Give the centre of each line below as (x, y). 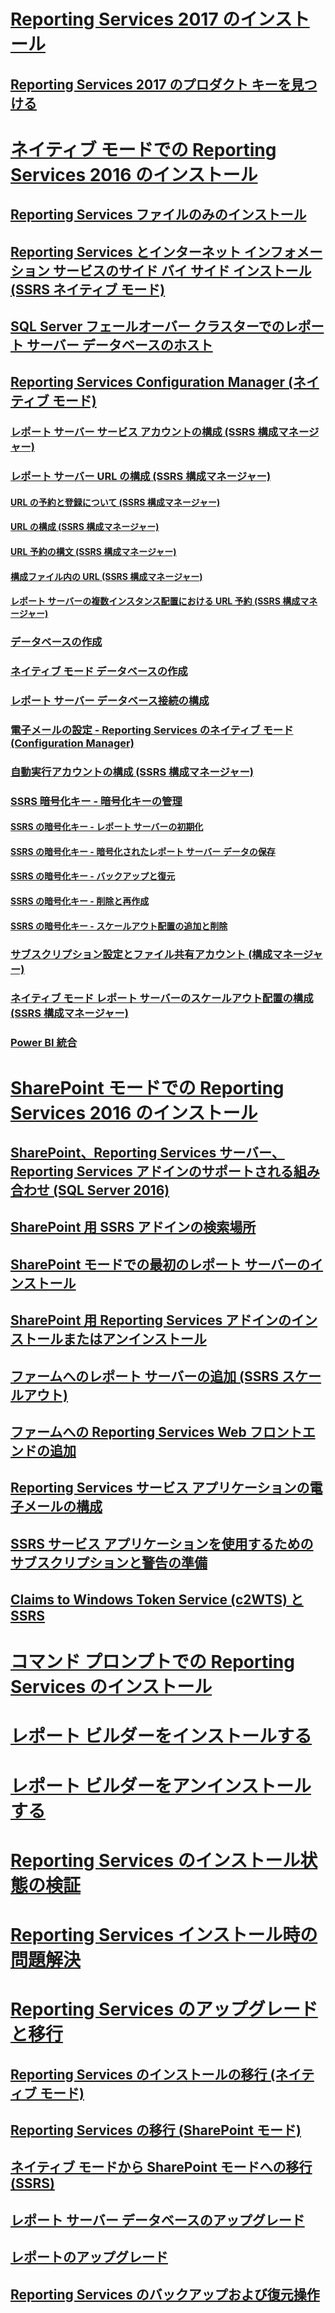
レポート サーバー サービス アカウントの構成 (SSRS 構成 (144, 432)
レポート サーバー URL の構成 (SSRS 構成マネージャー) (141, 477)
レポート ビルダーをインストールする (161, 1736)
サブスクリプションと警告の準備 (109, 1562)
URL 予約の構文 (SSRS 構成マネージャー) (93, 551)
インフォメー (283, 251)
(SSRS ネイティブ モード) (88, 289)
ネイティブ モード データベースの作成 (99, 671)
